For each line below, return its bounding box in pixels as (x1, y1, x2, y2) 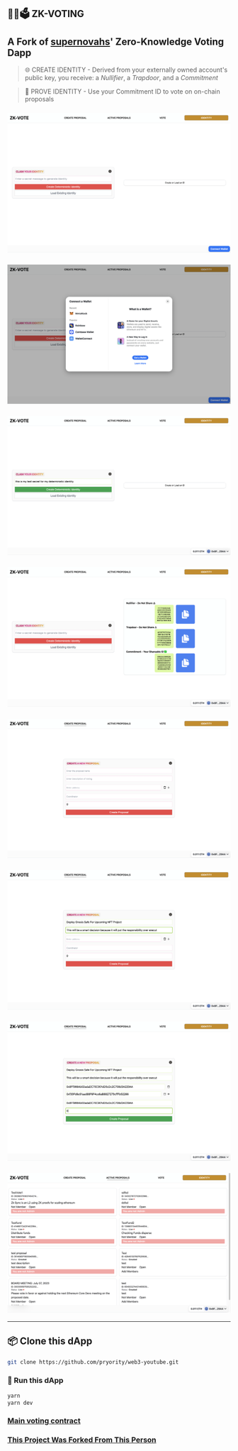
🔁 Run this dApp (7, 1375, 64, 1385)
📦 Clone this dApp (7, 1335, 93, 1347)
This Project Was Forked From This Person (7, 1435, 157, 1445)
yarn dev (7, 1399, 33, 1406)
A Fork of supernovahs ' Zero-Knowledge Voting (7, 35, 225, 48)
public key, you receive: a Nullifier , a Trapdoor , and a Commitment (24, 74, 218, 82)
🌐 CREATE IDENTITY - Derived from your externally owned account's (24, 65, 228, 75)
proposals (24, 95, 55, 104)
